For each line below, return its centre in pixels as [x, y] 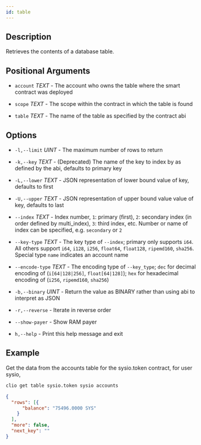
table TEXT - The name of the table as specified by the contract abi [100, 116]
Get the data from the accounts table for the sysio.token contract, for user [99, 368]
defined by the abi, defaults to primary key [68, 169]
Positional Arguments [48, 71]
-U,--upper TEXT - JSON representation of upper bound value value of [104, 199]
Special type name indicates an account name [71, 255]
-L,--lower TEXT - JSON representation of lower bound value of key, [102, 180]
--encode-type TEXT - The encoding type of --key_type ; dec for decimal [105, 267]
